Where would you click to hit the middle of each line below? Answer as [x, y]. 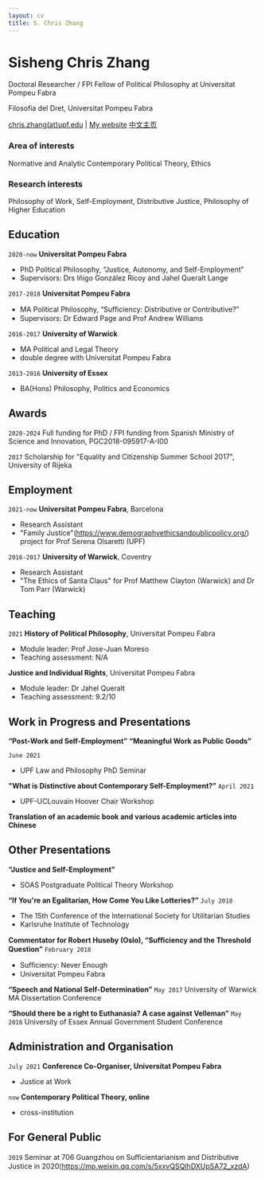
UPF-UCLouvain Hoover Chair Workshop [87, 801]
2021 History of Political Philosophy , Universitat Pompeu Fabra [112, 633]
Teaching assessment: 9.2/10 [68, 697]
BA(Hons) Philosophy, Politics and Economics [94, 388]
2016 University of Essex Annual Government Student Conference [116, 1021]
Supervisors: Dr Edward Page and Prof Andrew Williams [111, 318]
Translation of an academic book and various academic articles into [123, 817]
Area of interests [41, 146]
